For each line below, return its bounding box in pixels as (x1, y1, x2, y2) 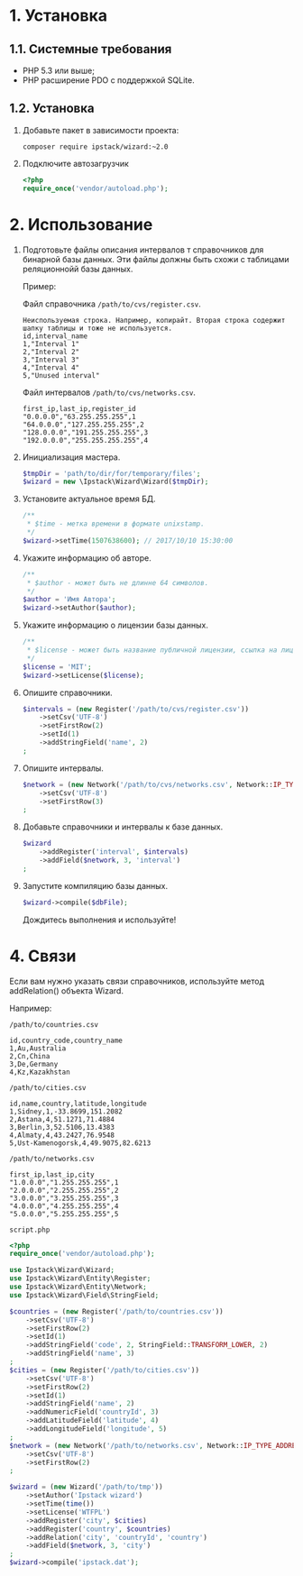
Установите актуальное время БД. (22, 493, 156, 505)
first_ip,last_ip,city (9, 1169, 95, 1179)
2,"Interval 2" (22, 347, 80, 356)
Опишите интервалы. (22, 763, 104, 774)
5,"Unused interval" (22, 371, 100, 380)
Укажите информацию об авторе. (22, 552, 151, 564)
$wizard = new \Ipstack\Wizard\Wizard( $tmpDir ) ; (22, 477, 209, 487)
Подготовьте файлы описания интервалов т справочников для (22, 244, 264, 255)
